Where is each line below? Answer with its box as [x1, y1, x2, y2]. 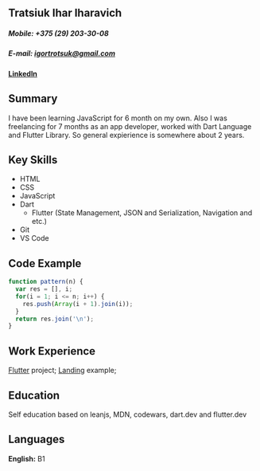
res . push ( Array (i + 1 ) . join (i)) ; [22, 300, 134, 308]
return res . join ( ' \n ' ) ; [15, 315, 94, 323]
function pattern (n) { [8, 278, 83, 286]
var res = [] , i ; [15, 285, 73, 293]
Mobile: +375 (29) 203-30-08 [8, 28, 109, 38]
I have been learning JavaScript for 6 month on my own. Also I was [8, 113, 228, 123]
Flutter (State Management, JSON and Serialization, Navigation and [31, 208, 253, 218]
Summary [8, 92, 58, 106]
